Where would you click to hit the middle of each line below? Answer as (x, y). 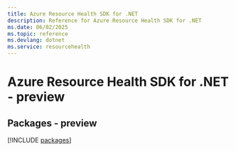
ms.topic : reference (38, 34)
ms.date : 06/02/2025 (38, 27)
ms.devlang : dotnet (36, 40)
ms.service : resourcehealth (49, 47)
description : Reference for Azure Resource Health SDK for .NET (104, 21)
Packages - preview (52, 123)
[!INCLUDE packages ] (39, 140)
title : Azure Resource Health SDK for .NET (73, 14)
